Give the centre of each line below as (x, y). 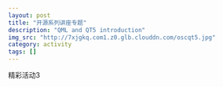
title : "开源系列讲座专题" (48, 23)
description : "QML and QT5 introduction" (77, 30)
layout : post (29, 15)
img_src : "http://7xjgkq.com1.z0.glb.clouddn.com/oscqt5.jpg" (112, 37)
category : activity (40, 45)
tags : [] (22, 52)
